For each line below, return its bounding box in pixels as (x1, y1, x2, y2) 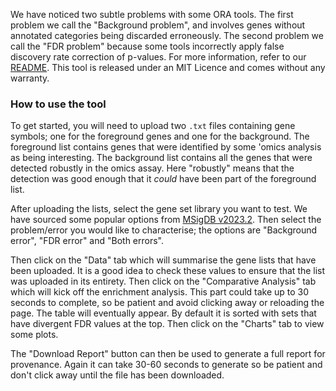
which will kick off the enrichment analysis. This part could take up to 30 (10, 286, 310, 298)
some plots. (10, 329, 59, 341)
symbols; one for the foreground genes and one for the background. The (10, 130, 310, 143)
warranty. (10, 72, 50, 84)
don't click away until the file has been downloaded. (10, 369, 225, 381)
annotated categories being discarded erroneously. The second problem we (10, 30, 324, 41)
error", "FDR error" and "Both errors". (10, 235, 165, 247)
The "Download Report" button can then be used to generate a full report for (10, 348, 326, 360)
